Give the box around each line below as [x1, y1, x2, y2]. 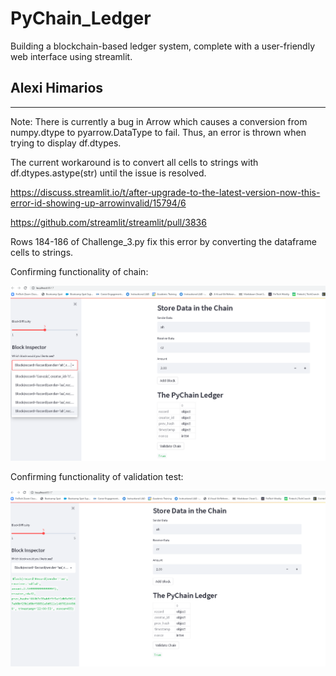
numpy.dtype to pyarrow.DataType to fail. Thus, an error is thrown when [10, 126, 307, 138]
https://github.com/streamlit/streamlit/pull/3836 [10, 216, 207, 228]
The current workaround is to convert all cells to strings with [10, 156, 259, 168]
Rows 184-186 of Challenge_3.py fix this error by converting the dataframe [10, 235, 317, 247]
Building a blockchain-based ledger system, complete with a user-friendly [10, 40, 316, 52]
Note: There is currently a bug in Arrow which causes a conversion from [10, 115, 308, 127]
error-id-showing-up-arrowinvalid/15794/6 [10, 197, 187, 209]
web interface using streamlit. [10, 50, 133, 62]
